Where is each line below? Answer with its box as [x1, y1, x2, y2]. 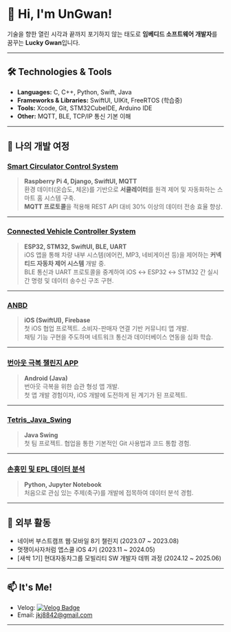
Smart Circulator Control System [7, 162, 119, 171]
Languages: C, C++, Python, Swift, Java [16, 87, 132, 96]
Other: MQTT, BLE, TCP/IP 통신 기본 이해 [16, 112, 131, 120]
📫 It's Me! [7, 582, 53, 593]
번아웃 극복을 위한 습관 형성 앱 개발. [23, 382, 120, 391]
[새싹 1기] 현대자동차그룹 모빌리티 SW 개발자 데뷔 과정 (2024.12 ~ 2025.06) [16, 554, 222, 562]
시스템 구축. [44, 194, 76, 202]
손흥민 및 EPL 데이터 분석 [7, 464, 85, 474]
